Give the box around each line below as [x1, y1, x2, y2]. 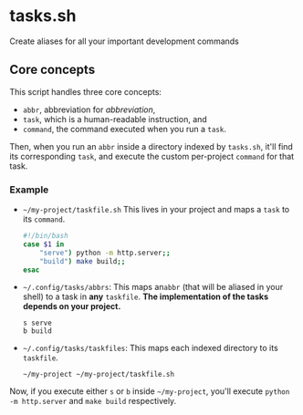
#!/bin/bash [22, 232, 68, 241]
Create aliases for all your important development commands [9, 36, 239, 47]
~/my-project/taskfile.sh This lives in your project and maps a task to [22, 204, 290, 215]
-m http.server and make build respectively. [9, 396, 177, 407]
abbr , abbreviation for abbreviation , [22, 104, 156, 115]
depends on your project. [22, 301, 121, 312]
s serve [22, 318, 52, 328]
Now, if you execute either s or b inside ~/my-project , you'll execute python [9, 386, 290, 397]
